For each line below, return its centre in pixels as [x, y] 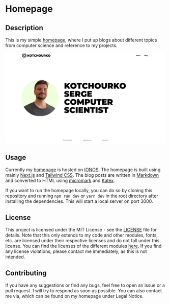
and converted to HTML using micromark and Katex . [60, 181]
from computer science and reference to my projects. [61, 45]
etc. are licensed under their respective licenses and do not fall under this [82, 241]
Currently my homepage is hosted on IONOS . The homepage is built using [83, 170]
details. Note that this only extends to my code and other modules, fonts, [81, 235]
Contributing [26, 273]
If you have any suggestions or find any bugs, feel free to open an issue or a [85, 285]
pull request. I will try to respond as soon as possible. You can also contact [83, 290]
